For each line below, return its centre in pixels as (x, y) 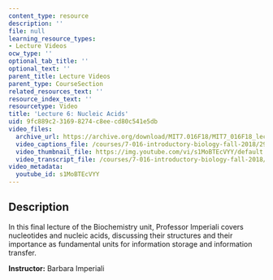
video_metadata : (36, 167)
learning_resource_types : (52, 39)
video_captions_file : (52, 144)
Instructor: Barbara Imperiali (56, 268)
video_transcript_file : (56, 159)
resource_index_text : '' (50, 99)
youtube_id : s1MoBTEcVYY (58, 174)
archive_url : (38, 136)
